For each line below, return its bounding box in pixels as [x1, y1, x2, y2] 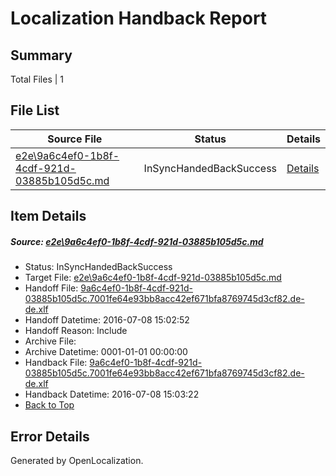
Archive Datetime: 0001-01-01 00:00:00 [24, 346, 188, 358]
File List [10, 102, 60, 119]
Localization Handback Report [10, 7, 268, 30]
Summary [10, 47, 73, 64]
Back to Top [24, 399, 75, 411]
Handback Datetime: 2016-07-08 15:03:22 [24, 388, 200, 401]
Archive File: [24, 335, 77, 347]
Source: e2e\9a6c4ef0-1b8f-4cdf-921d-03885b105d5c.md [10, 235, 264, 247]
